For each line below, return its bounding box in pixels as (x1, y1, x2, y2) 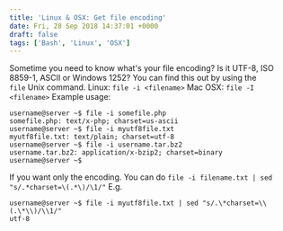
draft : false (9, 30, 58, 39)
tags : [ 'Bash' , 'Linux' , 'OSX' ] (9, 38, 130, 48)
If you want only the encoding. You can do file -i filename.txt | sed (9, 172, 272, 182)
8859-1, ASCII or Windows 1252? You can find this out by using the (9, 73, 257, 84)
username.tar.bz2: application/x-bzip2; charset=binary (9, 148, 223, 157)
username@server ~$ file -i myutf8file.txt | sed (9, 199, 199, 208)
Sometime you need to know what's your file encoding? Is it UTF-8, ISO (9, 63, 274, 74)
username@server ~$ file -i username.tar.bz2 (9, 140, 182, 149)
